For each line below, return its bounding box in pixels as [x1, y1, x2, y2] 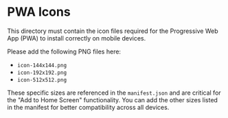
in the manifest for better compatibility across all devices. [7, 103, 170, 111]
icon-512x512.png [16, 76, 67, 83]
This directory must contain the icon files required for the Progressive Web [7, 27, 218, 35]
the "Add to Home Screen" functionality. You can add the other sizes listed [7, 95, 218, 104]
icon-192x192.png [16, 69, 67, 76]
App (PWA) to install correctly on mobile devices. [7, 34, 146, 42]
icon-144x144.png [16, 62, 67, 69]
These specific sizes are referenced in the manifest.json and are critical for [7, 88, 221, 97]
